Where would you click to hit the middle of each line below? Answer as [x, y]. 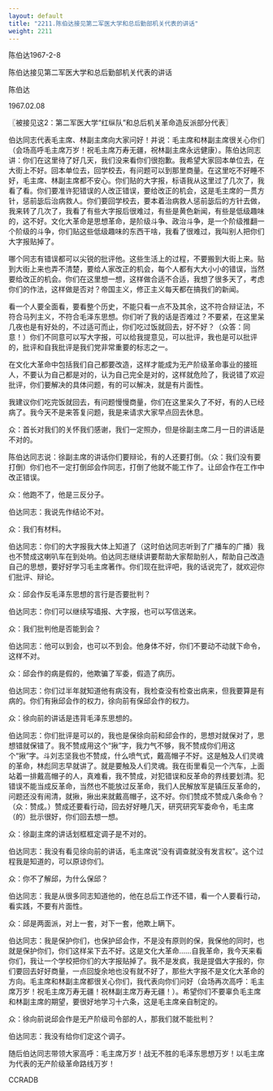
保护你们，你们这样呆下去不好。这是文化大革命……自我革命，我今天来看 [143, 951]
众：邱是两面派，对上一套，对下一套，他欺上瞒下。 [94, 924]
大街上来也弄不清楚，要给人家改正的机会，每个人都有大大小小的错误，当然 [140, 269]
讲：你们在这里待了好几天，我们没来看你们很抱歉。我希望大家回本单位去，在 [136, 160]
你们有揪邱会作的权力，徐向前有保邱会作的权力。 [111, 701]
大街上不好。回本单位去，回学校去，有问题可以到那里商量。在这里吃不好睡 [133, 171]
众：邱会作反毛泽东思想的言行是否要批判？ [80, 594]
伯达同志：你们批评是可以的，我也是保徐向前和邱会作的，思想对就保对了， [133, 736]
